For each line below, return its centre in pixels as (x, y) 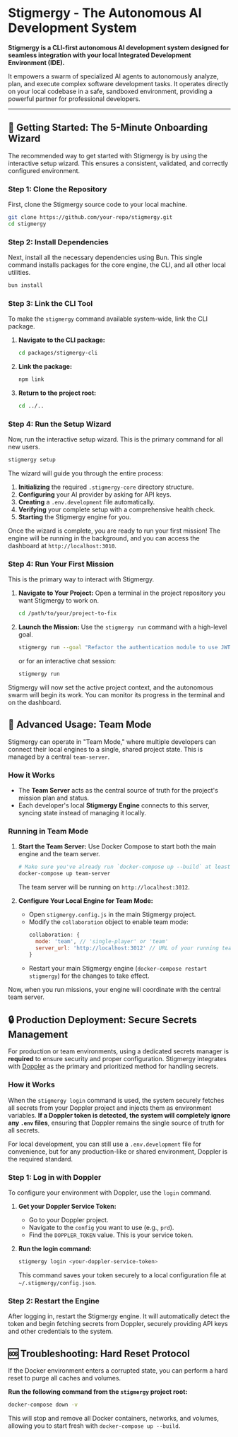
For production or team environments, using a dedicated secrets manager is (118, 1051)
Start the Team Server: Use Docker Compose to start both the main (117, 846)
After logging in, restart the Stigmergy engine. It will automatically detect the (119, 1316)
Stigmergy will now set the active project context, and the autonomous (111, 687)
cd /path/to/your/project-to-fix (67, 614)
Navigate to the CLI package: (61, 340)
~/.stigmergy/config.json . (57, 1282)
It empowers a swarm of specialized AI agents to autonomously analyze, (113, 76)
